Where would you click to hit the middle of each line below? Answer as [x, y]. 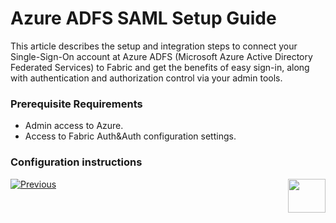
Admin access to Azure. [74, 126]
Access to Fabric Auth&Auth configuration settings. [130, 136]
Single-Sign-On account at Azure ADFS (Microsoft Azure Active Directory [161, 56]
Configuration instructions [76, 162]
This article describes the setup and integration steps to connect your [154, 46]
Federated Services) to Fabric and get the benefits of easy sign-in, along [160, 67]
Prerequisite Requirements [76, 104]
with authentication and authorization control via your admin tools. [146, 78]
